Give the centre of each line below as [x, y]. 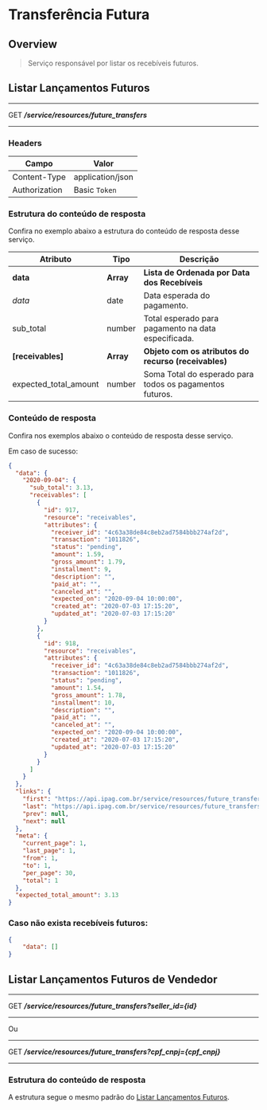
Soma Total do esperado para [199, 375]
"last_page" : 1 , [50, 851]
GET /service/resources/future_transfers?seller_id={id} [103, 1006]
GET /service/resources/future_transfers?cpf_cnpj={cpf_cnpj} [114, 1051]
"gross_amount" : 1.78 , [88, 695]
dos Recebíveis [173, 283]
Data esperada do [177, 296]
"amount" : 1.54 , [77, 688]
